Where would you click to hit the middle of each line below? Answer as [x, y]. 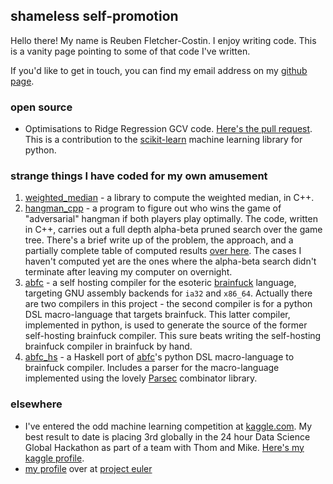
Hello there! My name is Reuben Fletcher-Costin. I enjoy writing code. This [163, 40]
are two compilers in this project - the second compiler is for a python [168, 304]
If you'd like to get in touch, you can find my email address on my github [159, 70]
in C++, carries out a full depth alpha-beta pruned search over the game [173, 230]
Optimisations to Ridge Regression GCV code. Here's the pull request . [168, 129]
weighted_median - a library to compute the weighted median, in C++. [169, 198]
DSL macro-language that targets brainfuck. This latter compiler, [157, 315]
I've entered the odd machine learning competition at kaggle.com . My [168, 426]
